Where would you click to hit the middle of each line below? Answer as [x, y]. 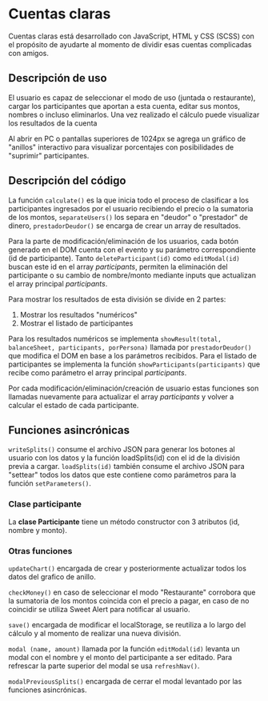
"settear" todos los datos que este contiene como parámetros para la [122, 475]
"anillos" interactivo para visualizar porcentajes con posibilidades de [121, 147]
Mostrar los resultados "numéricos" [79, 314]
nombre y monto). [38, 530]
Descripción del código [67, 181]
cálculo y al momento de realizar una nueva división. [95, 633]
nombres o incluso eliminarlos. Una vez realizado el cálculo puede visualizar [134, 114]
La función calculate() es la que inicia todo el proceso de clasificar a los [129, 200]
